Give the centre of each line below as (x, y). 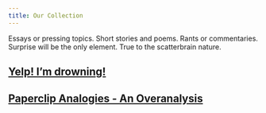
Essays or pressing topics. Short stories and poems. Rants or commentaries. (133, 38)
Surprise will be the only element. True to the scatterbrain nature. (115, 47)
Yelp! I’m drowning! (57, 72)
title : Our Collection (46, 16)
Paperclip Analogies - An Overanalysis (106, 99)
